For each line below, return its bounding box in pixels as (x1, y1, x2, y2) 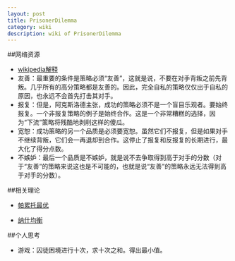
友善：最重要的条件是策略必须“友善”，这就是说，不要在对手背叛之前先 (17, 74, 222, 83)
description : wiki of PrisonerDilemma (7, 30, 121, 37)
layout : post (7, 10, 46, 18)
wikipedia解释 (17, 65, 59, 74)
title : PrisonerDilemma (7, 17, 78, 24)
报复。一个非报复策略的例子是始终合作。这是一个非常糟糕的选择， (17, 109, 210, 118)
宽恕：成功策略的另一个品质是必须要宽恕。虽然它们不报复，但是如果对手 (17, 127, 228, 135)
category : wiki (7, 23, 52, 30)
